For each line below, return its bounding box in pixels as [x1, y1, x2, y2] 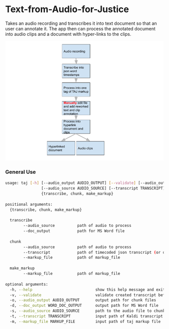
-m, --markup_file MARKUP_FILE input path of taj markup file [10, 319, 161, 324]
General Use [5, 168, 36, 175]
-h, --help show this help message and [10, 287, 154, 292]
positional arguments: [5, 202, 53, 207]
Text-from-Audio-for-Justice [5, 4, 129, 15]
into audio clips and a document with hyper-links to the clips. [5, 31, 132, 37]
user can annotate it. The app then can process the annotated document [5, 25, 156, 31]
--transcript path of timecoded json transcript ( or [23, 250, 161, 255]
